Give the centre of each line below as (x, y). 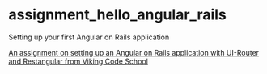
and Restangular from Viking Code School (78, 61)
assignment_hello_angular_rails (117, 15)
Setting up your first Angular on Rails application (89, 37)
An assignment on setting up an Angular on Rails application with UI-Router (134, 52)
